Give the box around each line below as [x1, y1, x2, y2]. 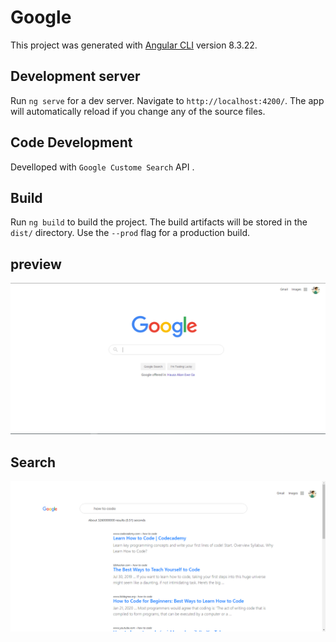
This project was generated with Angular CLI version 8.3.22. [10, 39, 258, 51]
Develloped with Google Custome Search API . [10, 161, 195, 173]
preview [10, 256, 62, 273]
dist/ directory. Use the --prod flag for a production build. [10, 227, 250, 239]
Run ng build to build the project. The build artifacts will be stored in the [10, 216, 308, 228]
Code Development [10, 134, 133, 151]
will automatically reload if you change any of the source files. [10, 105, 266, 117]
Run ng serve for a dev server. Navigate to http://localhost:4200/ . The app [10, 94, 325, 106]
